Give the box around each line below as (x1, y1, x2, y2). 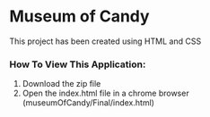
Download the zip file (22, 79, 101, 89)
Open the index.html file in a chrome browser (22, 88, 190, 99)
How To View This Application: (9, 58, 146, 71)
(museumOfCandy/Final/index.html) (22, 97, 155, 108)
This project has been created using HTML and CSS (9, 36, 202, 46)
